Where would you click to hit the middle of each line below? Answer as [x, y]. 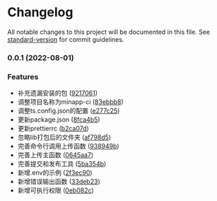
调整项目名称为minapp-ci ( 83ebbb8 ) [70, 102]
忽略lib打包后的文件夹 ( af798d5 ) [64, 137]
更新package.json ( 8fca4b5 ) [59, 120]
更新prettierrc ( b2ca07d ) [53, 129]
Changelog [40, 12]
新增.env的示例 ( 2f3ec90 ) [55, 173]
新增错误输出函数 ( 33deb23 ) [59, 182]
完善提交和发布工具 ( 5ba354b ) [62, 164]
